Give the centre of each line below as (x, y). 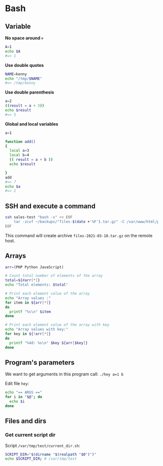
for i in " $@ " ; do (24, 397)
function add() (20, 142)
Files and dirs (26, 421)
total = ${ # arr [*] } (23, 280)
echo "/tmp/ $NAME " (24, 79)
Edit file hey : (17, 384)
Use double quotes (24, 65)
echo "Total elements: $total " (37, 285)
